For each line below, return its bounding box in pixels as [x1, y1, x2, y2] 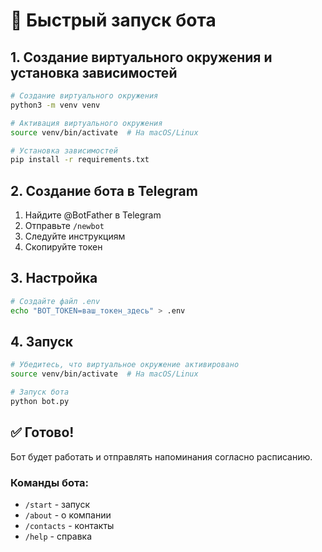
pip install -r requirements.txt [10, 155, 150, 165]
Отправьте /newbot [24, 220, 105, 232]
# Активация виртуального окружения [10, 118, 163, 128]
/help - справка [24, 530, 93, 543]
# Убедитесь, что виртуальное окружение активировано [10, 360, 240, 370]
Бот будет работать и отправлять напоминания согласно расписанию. [10, 450, 313, 463]
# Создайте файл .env [10, 296, 101, 306]
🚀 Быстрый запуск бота [10, 9, 217, 32]
